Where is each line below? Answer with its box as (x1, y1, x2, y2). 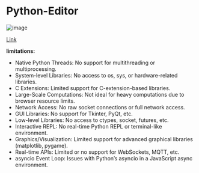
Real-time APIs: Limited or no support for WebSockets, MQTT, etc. (14, 148, 180, 156)
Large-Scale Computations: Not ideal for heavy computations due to (14, 91, 185, 98)
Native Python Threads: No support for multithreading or (14, 59, 155, 66)
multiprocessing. (14, 65, 57, 73)
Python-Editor (6, 4, 79, 18)
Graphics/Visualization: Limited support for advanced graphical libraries (14, 135, 194, 142)
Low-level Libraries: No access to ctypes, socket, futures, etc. (14, 116, 170, 124)
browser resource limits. (14, 97, 75, 105)
